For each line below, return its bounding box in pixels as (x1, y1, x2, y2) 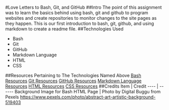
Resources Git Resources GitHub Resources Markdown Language (5, 78, 142, 84)
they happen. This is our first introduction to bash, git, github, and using (5, 20, 154, 26)
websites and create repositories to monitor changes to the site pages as (5, 15, 157, 21)
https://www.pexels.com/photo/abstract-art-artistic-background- (20, 94, 156, 100)
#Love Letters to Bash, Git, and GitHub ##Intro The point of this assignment (5, 5, 162, 10)
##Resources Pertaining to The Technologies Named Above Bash (5, 72, 141, 78)
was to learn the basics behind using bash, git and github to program (5, 10, 149, 16)
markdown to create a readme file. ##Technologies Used (5, 26, 124, 32)
